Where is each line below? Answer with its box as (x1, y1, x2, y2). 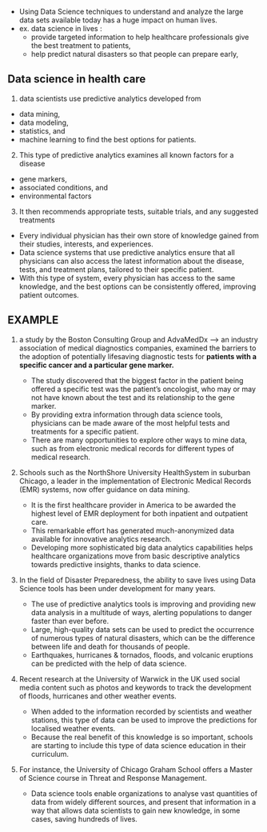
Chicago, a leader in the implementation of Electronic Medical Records (18, 476, 252, 486)
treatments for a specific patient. (30, 426, 139, 436)
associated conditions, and (18, 182, 109, 192)
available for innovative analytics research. (30, 534, 173, 543)
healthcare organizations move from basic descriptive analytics (30, 551, 241, 561)
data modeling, (18, 118, 69, 127)
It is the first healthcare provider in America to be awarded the (30, 500, 237, 510)
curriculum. (30, 749, 70, 758)
